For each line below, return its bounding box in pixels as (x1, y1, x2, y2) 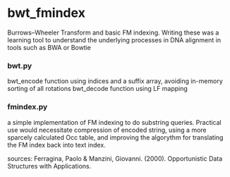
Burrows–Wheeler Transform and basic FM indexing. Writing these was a (7, 28, 219, 37)
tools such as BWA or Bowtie (7, 43, 92, 51)
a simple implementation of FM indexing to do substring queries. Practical (7, 118, 222, 126)
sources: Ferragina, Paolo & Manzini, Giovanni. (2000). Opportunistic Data (7, 154, 223, 163)
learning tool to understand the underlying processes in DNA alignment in (7, 35, 221, 44)
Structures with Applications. (7, 161, 92, 170)
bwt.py (7, 61, 32, 71)
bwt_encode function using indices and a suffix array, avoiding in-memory (7, 77, 224, 85)
